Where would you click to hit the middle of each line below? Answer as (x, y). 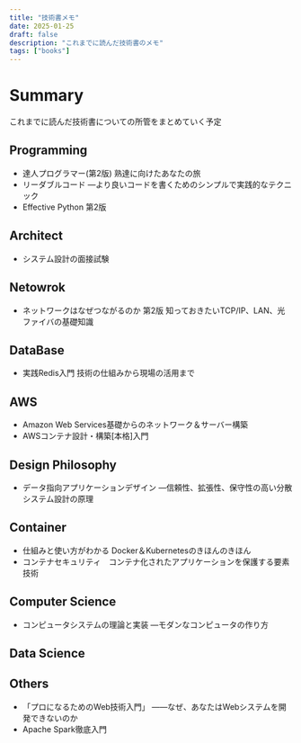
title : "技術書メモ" (44, 18)
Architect (36, 236)
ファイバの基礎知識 (58, 321)
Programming (49, 151)
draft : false (34, 34)
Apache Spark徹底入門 (65, 729)
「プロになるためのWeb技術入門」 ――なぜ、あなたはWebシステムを (150, 706)
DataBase (37, 350)
